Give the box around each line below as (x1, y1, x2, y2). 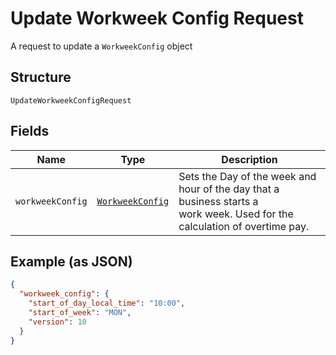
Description (221, 152, 278, 166)
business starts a (178, 194, 259, 208)
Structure (10, 69, 72, 86)
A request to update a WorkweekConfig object (10, 40, 193, 52)
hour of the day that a (178, 182, 280, 196)
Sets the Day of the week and (178, 169, 317, 183)
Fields (10, 123, 50, 140)
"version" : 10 (28, 317, 87, 327)
